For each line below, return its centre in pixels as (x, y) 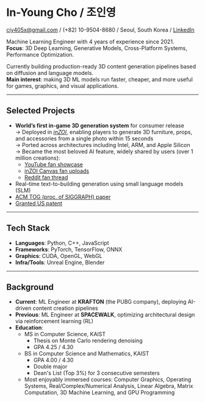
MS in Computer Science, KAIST (65, 334)
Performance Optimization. (40, 54)
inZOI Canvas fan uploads (57, 171)
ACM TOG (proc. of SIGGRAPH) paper (63, 196)
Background (30, 287)
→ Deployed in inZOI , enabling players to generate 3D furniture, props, (104, 132)
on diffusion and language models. (50, 73)
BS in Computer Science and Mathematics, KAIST (87, 354)
